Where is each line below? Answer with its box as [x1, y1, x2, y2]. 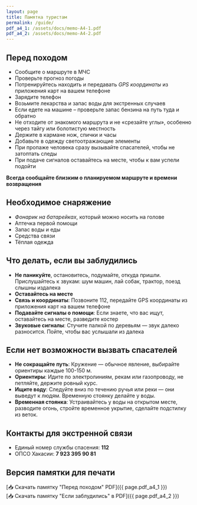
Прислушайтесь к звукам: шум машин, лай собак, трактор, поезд [14, 278, 181, 285]
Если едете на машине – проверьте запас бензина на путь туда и [14, 106, 180, 113]
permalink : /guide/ [6, 20, 54, 25]
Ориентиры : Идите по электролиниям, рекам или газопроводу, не [14, 374, 184, 381]
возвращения [6, 180, 42, 187]
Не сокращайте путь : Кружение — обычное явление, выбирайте [14, 361, 180, 368]
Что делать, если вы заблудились [6, 256, 137, 266]
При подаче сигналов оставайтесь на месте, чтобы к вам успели [14, 156, 180, 163]
